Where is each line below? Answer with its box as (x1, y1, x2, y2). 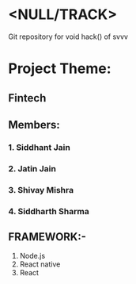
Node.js (19, 251, 46, 261)
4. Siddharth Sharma (8, 205, 89, 217)
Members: (8, 117, 61, 132)
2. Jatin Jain (8, 163, 57, 174)
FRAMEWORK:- (8, 230, 87, 244)
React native (19, 259, 61, 269)
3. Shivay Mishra (8, 184, 74, 195)
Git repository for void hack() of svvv (8, 32, 129, 41)
